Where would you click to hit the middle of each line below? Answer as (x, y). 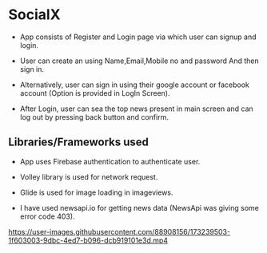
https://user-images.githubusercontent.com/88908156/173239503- (119, 231)
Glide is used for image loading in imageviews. (96, 192)
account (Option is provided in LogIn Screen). (95, 93)
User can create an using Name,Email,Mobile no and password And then (139, 61)
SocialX (35, 15)
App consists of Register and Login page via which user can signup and (138, 37)
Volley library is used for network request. (89, 176)
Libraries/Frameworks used (79, 142)
